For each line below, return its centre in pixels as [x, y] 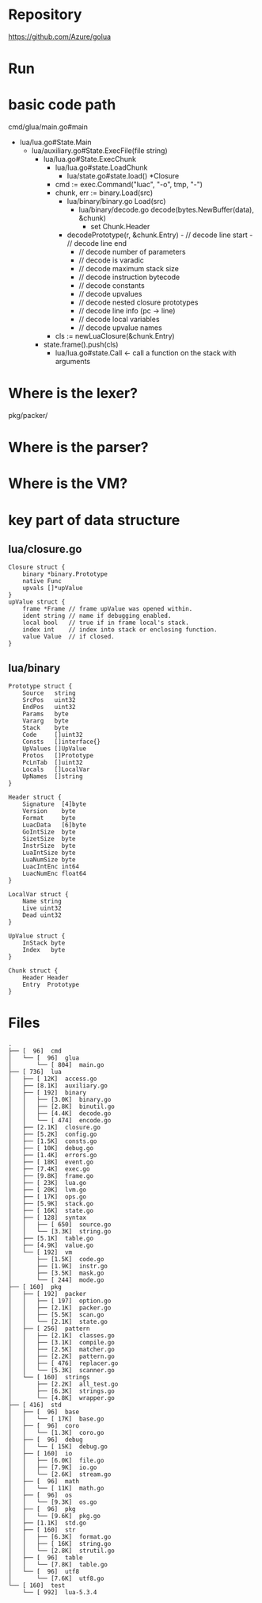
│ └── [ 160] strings [49, 1378]
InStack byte [44, 943]
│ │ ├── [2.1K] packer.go [60, 1308]
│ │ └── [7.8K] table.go [58, 1565]
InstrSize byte [49, 846]
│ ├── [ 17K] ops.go [47, 1197]
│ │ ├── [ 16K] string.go [60, 1544]
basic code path [62, 105]
